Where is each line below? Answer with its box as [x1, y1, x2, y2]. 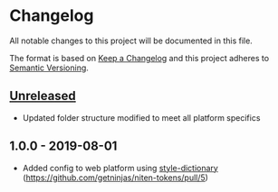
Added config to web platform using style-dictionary [22, 162, 219, 173]
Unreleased [9, 88, 77, 104]
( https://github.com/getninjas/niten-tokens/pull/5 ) [22, 172, 208, 183]
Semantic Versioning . [9, 62, 89, 73]
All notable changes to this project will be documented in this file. [9, 35, 254, 46]
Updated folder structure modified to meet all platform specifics [22, 112, 261, 123]
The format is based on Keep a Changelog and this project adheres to [9, 52, 270, 63]
